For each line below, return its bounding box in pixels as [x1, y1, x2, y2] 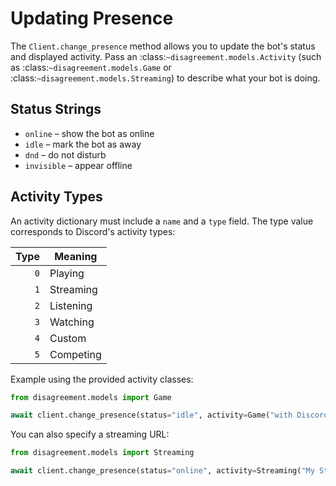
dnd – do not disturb [24, 148, 107, 161]
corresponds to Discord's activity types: [10, 225, 176, 237]
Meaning [54, 249, 98, 263]
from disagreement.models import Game [10, 392, 172, 402]
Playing [49, 266, 85, 280]
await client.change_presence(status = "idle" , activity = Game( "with [10, 410, 293, 421]
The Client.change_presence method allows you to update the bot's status [10, 40, 316, 52]
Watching [49, 315, 95, 329]
